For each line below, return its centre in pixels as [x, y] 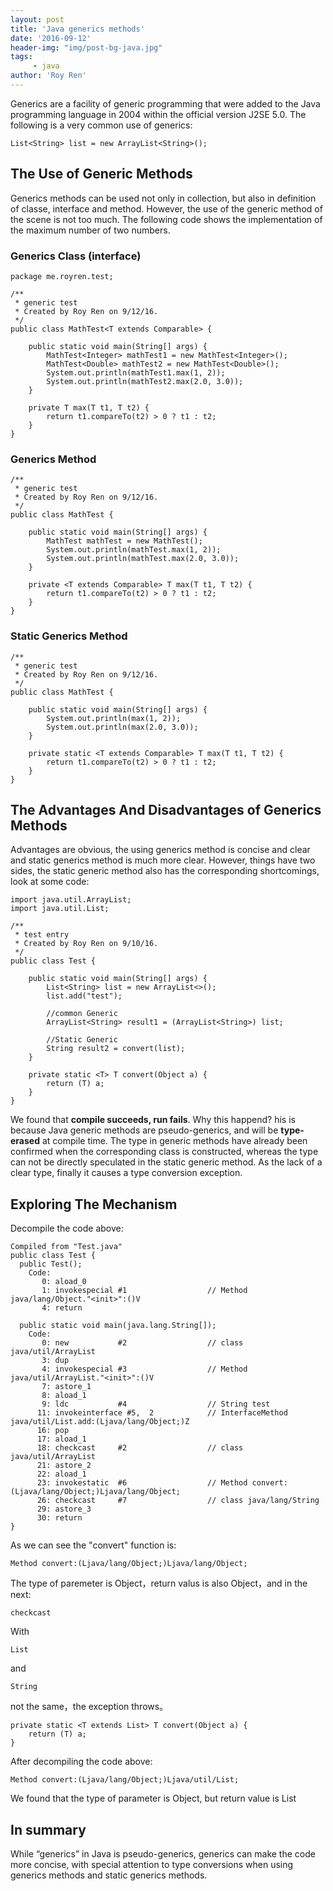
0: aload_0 [64, 1282]
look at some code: [50, 882]
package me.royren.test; [62, 276]
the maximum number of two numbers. [90, 230]
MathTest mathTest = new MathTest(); [124, 541]
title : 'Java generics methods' [77, 29]
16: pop [53, 1431]
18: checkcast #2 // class [140, 1448]
